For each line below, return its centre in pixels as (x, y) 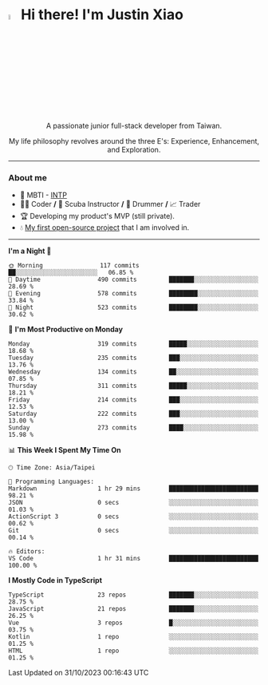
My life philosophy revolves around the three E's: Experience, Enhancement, (134, 141)
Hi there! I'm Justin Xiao (102, 15)
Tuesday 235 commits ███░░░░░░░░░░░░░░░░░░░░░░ (134, 358)
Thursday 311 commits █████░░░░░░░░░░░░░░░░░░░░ (134, 386)
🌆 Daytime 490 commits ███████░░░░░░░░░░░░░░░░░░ (134, 280)
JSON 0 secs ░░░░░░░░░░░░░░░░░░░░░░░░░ (134, 503)
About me (28, 178)
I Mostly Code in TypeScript (55, 580)
